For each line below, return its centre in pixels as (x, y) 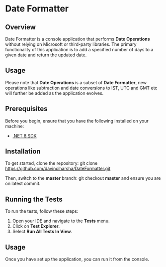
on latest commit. (23, 184)
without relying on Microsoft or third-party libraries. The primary (71, 44)
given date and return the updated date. (46, 55)
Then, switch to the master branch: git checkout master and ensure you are (83, 178)
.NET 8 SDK (24, 135)
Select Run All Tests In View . (42, 232)
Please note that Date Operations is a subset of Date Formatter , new (76, 82)
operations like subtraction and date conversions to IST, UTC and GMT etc (81, 88)
